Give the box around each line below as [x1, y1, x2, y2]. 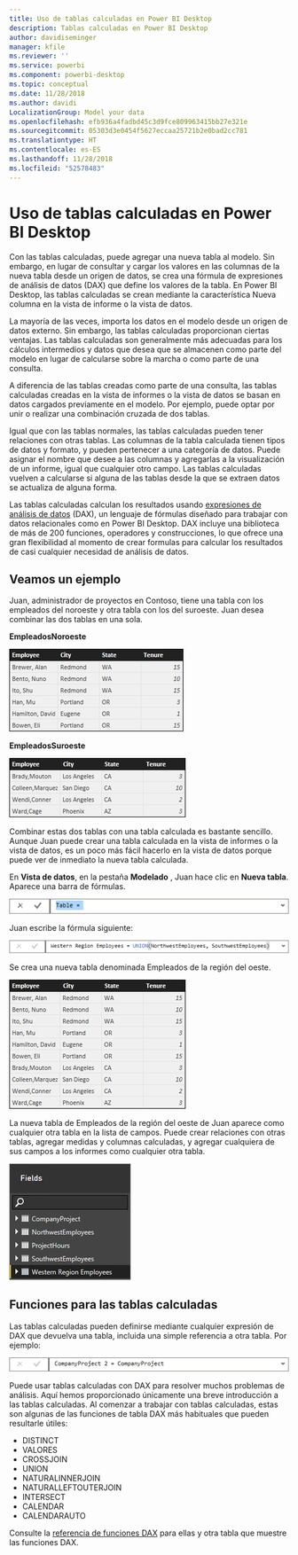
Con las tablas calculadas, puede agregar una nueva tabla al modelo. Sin [9, 251, 275, 262]
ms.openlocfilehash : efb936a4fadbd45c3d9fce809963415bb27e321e [9, 117, 248, 126]
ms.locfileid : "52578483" [9, 164, 105, 173]
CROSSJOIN [21, 1454, 68, 1465]
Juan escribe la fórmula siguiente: [9, 922, 134, 933]
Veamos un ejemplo [9, 572, 122, 587]
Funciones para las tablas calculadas [9, 1297, 218, 1312]
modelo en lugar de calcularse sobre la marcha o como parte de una [9, 353, 260, 363]
